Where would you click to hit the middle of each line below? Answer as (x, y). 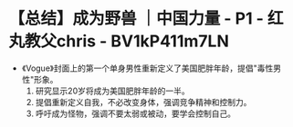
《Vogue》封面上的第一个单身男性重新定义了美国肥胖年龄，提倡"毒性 (147, 68)
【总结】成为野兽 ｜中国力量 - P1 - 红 (146, 19)
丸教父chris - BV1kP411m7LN (119, 41)
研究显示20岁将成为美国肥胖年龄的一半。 (112, 91)
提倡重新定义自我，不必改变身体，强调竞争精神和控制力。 (143, 102)
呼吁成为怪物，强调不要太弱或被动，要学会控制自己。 (136, 113)
